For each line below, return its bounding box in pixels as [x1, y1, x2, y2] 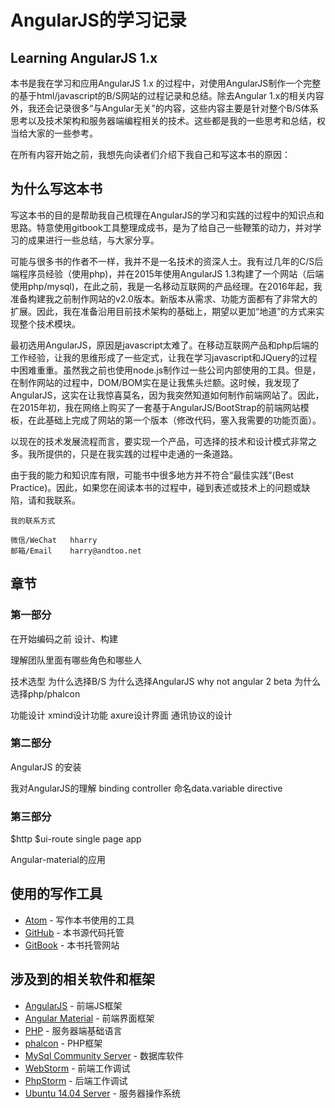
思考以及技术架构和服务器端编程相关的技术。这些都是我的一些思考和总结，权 [10, 115, 326, 126]
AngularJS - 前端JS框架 [24, 999, 123, 1011]
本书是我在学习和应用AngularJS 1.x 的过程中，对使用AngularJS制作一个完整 [10, 77, 322, 89]
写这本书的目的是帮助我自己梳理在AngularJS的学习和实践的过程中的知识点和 [10, 209, 325, 221]
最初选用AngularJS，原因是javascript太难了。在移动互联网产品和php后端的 [10, 339, 319, 351]
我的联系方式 [10, 516, 56, 526]
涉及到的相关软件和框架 [10, 971, 155, 988]
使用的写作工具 [10, 886, 103, 903]
